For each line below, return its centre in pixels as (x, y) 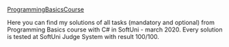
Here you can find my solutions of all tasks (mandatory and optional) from (111, 23)
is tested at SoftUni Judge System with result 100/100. (83, 37)
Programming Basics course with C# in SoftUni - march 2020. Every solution (115, 30)
